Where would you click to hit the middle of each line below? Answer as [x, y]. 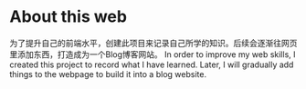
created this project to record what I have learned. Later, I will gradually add [152, 64]
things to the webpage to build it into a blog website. [108, 74]
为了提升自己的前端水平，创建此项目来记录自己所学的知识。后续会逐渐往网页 [153, 43]
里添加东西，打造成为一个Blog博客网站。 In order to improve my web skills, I [153, 54]
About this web [69, 17]
